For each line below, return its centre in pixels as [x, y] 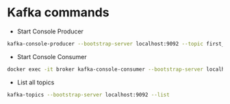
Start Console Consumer [52, 56]
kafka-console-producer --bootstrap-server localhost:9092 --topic [105, 44]
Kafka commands [58, 13]
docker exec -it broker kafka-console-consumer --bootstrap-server [105, 69]
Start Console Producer [50, 31]
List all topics [36, 82]
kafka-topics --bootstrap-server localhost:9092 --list [88, 94]
